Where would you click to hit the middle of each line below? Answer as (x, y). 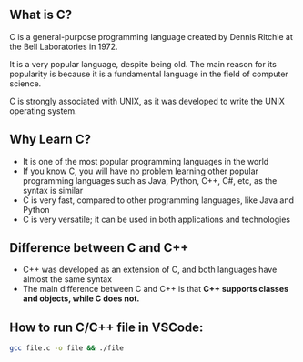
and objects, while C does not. (81, 298)
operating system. (43, 111)
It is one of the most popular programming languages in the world (146, 161)
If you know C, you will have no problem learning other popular (141, 171)
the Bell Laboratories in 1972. (64, 46)
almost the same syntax (67, 279)
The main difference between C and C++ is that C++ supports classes (156, 289)
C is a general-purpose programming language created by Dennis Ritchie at (151, 36)
